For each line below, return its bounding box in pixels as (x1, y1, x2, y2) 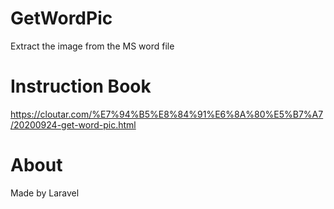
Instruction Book (10, 75, 152, 98)
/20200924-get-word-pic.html (10, 118, 137, 131)
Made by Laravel (10, 187, 80, 199)
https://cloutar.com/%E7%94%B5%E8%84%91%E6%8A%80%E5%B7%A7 (10, 108, 324, 120)
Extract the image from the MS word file (10, 40, 175, 52)
